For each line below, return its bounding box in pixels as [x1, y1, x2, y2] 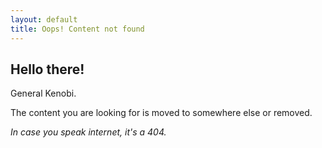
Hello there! [10, 61, 85, 78]
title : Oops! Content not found [10, 24, 145, 34]
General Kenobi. [10, 87, 77, 100]
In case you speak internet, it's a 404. [10, 126, 167, 138]
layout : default [10, 14, 78, 25]
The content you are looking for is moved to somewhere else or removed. [10, 107, 313, 119]
